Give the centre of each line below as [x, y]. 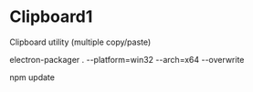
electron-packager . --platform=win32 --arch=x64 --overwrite [127, 59]
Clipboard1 [51, 17]
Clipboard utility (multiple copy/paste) [80, 42]
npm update [32, 77]
